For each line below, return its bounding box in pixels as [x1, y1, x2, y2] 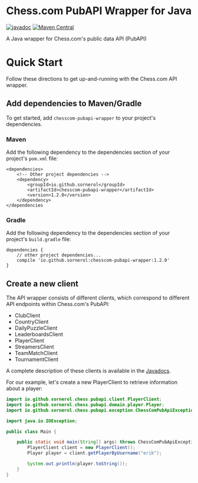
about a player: [6, 385, 43, 392]
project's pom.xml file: [6, 155, 58, 162]
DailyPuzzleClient [14, 324, 58, 331]
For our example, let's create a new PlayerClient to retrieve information [6, 379, 178, 386]
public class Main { [6, 429, 57, 435]
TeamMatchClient [14, 350, 58, 357]
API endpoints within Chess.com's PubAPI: [6, 301, 110, 308]
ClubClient [14, 312, 41, 319]
